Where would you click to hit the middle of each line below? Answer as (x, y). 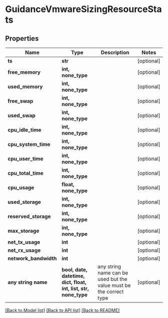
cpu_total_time (25, 173)
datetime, (73, 276)
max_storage (23, 231)
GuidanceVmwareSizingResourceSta (83, 9)
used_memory (25, 87)
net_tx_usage (24, 242)
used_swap (22, 115)
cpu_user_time (25, 159)
